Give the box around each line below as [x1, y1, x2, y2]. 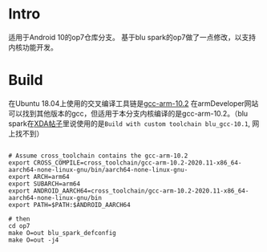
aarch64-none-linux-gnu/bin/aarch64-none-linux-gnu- [8, 165, 188, 173]
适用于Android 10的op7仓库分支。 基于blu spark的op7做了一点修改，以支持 [8, 32, 257, 42]
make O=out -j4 [8, 236, 59, 244]
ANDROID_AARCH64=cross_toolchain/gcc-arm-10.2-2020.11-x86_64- [33, 186, 249, 195]
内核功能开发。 [8, 42, 58, 52]
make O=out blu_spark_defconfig [8, 229, 116, 237]
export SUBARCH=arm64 [8, 180, 81, 188]
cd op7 [8, 222, 30, 230]
